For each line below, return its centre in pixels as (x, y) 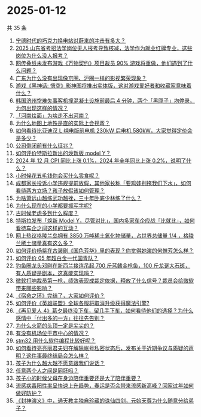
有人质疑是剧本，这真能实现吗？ (55, 273)
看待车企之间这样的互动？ (47, 228)
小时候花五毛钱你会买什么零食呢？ (57, 175)
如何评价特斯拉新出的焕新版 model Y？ (63, 153)
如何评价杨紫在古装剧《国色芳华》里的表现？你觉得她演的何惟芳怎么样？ (104, 250)
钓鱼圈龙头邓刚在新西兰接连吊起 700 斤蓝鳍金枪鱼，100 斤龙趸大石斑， (103, 265)
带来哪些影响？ (34, 288)
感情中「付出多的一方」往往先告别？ (60, 318)
